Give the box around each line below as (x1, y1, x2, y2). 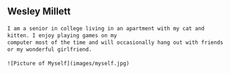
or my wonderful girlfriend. (7, 45, 92, 53)
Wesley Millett (7, 6, 71, 17)
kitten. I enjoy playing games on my (7, 31, 117, 39)
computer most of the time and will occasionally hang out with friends (7, 38, 224, 46)
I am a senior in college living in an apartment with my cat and (7, 24, 205, 32)
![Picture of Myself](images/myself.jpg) (7, 59, 130, 67)
